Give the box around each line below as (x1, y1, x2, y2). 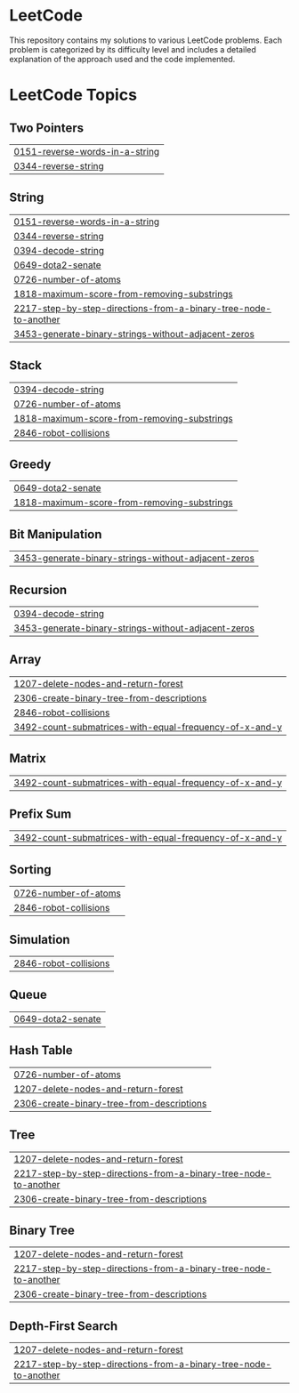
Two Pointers (9, 120, 85, 135)
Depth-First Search (9, 1318, 118, 1333)
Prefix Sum (9, 807, 72, 822)
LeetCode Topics (9, 85, 138, 105)
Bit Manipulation (9, 527, 102, 542)
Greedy (9, 456, 52, 471)
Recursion (9, 582, 68, 597)
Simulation (9, 931, 70, 947)
